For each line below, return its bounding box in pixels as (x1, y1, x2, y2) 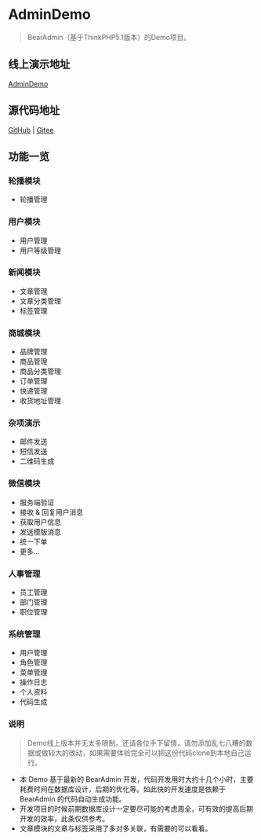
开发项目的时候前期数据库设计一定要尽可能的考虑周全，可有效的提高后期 (19, 804, 253, 813)
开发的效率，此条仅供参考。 (19, 813, 110, 823)
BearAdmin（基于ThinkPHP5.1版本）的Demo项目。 (27, 32, 191, 42)
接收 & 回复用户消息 (19, 507, 84, 516)
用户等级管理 (19, 245, 61, 255)
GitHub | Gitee (8, 125, 54, 134)
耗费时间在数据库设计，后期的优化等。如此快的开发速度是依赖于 (19, 784, 226, 794)
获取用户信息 (19, 517, 61, 526)
